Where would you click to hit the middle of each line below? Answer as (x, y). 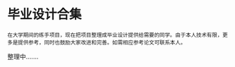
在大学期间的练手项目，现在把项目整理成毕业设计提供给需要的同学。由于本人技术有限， (115, 35)
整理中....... (23, 56)
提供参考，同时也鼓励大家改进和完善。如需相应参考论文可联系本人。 (102, 42)
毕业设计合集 (45, 14)
